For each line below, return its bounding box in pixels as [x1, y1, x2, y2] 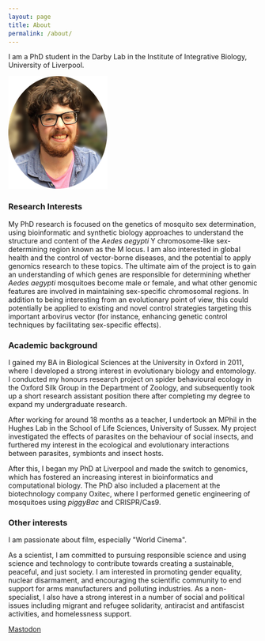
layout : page [8, 13, 51, 21]
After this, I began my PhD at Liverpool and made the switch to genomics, [8, 463, 248, 473]
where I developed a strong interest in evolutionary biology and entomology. [8, 366, 257, 375]
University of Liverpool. [8, 60, 85, 70]
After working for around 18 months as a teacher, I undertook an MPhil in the [8, 415, 257, 424]
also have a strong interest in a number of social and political [46, 593, 245, 602]
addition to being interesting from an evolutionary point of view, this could [8, 295, 248, 304]
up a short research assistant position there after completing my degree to [8, 391, 251, 401]
